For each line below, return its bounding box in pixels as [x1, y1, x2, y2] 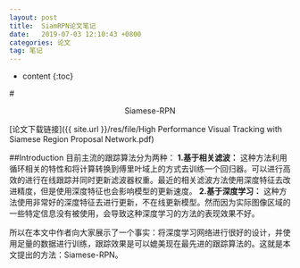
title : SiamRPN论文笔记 [9, 21, 96, 30]
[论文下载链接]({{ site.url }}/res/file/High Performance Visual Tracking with [9, 124, 283, 135]
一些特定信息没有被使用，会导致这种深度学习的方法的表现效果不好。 [9, 208, 260, 219]
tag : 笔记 [9, 46, 43, 55]
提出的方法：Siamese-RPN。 [16, 249, 123, 260]
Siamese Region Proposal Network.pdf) [9, 134, 154, 145]
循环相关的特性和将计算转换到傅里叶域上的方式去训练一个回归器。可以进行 [9, 163, 283, 174]
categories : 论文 [9, 38, 71, 47]
